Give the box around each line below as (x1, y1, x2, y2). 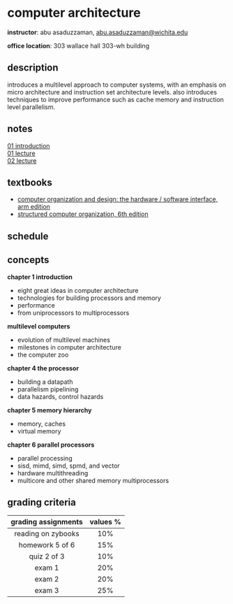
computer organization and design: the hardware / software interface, (17, 195, 218, 203)
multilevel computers (7, 322, 70, 330)
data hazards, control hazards (17, 392, 104, 401)
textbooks (7, 176, 52, 188)
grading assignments (10, 517, 83, 527)
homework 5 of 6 (18, 540, 75, 550)
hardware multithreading (17, 468, 89, 477)
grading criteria (7, 496, 77, 508)
